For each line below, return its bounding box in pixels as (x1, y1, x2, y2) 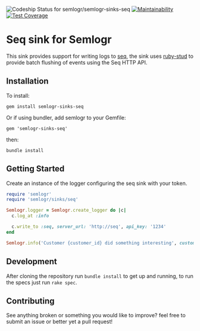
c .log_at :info (11, 213, 49, 219)
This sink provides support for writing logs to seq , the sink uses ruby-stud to (6, 52, 193, 60)
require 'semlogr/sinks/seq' (6, 197, 79, 203)
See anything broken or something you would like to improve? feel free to (6, 312, 186, 319)
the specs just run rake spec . (6, 279, 77, 286)
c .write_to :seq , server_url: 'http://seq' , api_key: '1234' (11, 224, 167, 230)
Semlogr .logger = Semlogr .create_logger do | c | (6, 208, 127, 214)
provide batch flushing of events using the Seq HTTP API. (6, 58, 148, 66)
